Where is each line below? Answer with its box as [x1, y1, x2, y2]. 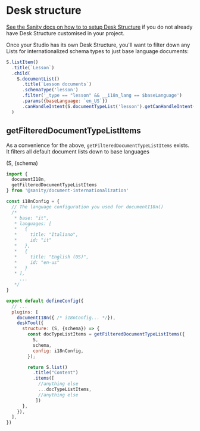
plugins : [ [11, 309, 39, 315]
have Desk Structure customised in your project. [6, 29, 125, 36]
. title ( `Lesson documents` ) [21, 81, 92, 87]
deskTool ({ [17, 320, 44, 326]
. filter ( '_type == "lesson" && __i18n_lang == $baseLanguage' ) [21, 93, 183, 98]
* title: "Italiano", [14, 232, 79, 238]
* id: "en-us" [14, 259, 60, 266]
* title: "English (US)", [14, 254, 89, 260]
